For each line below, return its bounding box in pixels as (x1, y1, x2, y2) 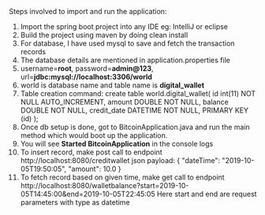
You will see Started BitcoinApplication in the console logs (20, 139, 214, 148)
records (20, 47, 47, 56)
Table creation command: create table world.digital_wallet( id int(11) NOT (20, 89, 256, 98)
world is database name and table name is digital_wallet (20, 80, 204, 90)
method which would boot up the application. (20, 131, 168, 140)
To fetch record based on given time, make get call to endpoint (20, 172, 225, 182)
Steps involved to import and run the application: (9, 7, 167, 16)
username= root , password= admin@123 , (20, 64, 154, 73)
